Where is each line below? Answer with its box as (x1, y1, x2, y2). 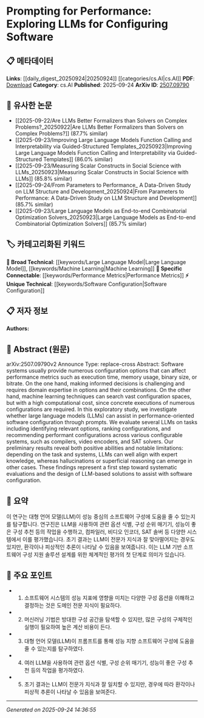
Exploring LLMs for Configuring (6, 17, 168, 31)
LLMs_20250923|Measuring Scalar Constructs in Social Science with (15, 168, 189, 175)
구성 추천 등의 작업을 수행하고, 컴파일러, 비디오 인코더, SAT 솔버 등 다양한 (12, 528, 186, 535)
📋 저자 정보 (6, 306, 49, 316)
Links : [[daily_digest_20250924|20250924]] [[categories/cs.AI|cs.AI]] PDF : (6, 75, 195, 82)
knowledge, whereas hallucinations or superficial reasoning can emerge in (6, 457, 192, 465)
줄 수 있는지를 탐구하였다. (24, 645, 85, 652)
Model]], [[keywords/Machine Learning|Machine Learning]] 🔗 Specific (6, 265, 182, 272)
